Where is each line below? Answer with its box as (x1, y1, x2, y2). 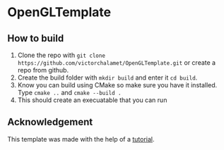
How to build (7, 32, 64, 44)
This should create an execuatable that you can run (17, 96, 167, 104)
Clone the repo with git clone (17, 51, 106, 59)
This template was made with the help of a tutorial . (7, 135, 155, 143)
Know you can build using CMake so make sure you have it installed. (17, 81, 218, 89)
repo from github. (17, 66, 69, 74)
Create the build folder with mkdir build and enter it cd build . (17, 73, 198, 82)
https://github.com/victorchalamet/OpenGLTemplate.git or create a (17, 58, 216, 67)
